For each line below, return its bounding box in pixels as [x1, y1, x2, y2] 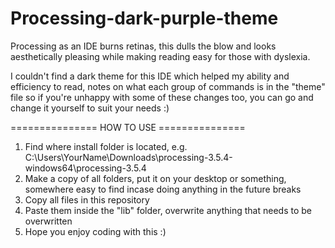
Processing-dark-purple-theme [10, 7, 279, 30]
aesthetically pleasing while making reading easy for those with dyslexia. [10, 50, 311, 62]
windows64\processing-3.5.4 [24, 162, 147, 174]
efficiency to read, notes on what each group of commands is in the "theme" [10, 80, 326, 92]
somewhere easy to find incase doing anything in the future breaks [24, 183, 302, 195]
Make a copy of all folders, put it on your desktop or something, [24, 172, 287, 184]
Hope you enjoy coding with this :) [24, 225, 167, 237]
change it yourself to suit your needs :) [10, 102, 170, 114]
